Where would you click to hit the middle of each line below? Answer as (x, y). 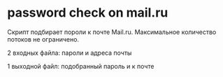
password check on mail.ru (88, 13)
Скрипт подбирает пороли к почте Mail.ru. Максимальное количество (112, 32)
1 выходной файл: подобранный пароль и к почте (81, 66)
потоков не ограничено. (43, 39)
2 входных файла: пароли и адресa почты (70, 53)
